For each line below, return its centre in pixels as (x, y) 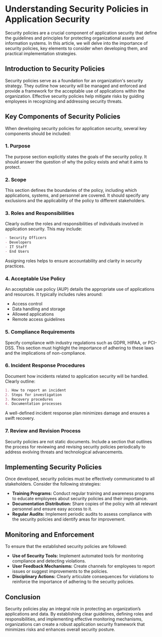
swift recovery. (20, 418)
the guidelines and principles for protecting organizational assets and (74, 38)
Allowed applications (33, 314)
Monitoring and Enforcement (50, 534)
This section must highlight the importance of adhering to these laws (85, 348)
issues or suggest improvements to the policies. (60, 571)
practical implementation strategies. (41, 53)
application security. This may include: (44, 229)
